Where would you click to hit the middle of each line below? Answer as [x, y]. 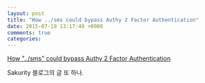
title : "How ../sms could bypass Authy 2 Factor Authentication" [103, 20]
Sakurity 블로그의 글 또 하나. [46, 73]
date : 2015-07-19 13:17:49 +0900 [55, 26]
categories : [24, 39]
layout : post [26, 13]
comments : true [29, 33]
